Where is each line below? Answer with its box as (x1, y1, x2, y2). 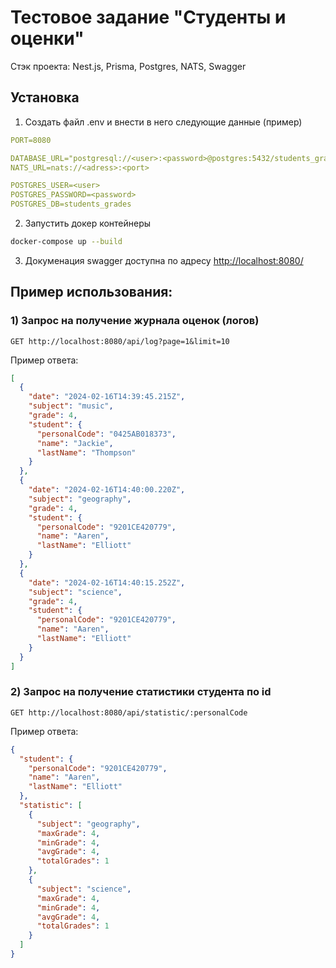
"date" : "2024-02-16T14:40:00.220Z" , (28, 485, 186, 495)
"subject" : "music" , (28, 401, 114, 411)
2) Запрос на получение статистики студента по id (10, 685, 272, 699)
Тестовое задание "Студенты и (10, 6, 287, 29)
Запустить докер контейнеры (24, 217, 152, 229)
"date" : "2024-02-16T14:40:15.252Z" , (28, 577, 186, 588)
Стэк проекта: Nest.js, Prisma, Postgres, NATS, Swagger (10, 60, 247, 72)
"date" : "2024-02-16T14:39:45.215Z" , (28, 392, 186, 402)
